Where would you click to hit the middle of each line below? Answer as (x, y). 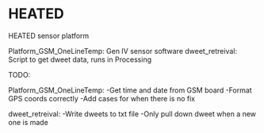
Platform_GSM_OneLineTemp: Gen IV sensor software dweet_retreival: (123, 51)
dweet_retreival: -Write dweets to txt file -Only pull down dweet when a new (132, 114)
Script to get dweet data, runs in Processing (80, 59)
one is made (29, 122)
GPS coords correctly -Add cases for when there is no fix (102, 98)
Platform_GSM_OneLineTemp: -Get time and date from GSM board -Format (130, 90)
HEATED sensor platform (49, 36)
